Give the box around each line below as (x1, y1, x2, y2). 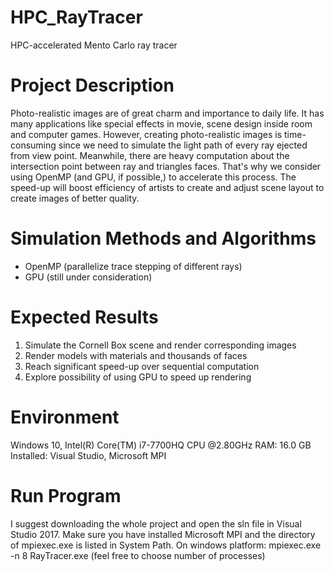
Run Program (10, 484, 122, 507)
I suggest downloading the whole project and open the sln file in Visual (10, 517, 302, 530)
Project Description (10, 74, 175, 97)
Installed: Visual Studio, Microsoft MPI (10, 449, 167, 461)
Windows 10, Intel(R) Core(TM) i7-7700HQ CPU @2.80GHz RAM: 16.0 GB (10, 439, 312, 451)
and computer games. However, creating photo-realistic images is (10, 128, 283, 140)
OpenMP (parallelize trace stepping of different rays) (24, 260, 243, 272)
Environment (10, 406, 120, 428)
